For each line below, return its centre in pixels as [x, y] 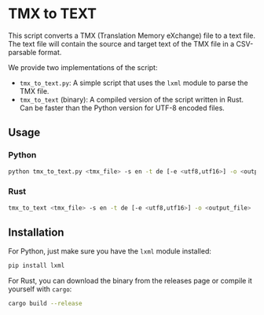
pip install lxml [37, 266]
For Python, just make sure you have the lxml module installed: [110, 251]
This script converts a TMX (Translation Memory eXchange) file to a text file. [132, 35]
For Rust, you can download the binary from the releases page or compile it [130, 281]
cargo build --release [45, 304]
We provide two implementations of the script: [83, 67]
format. [50, 52]
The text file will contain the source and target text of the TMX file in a [121, 43]
